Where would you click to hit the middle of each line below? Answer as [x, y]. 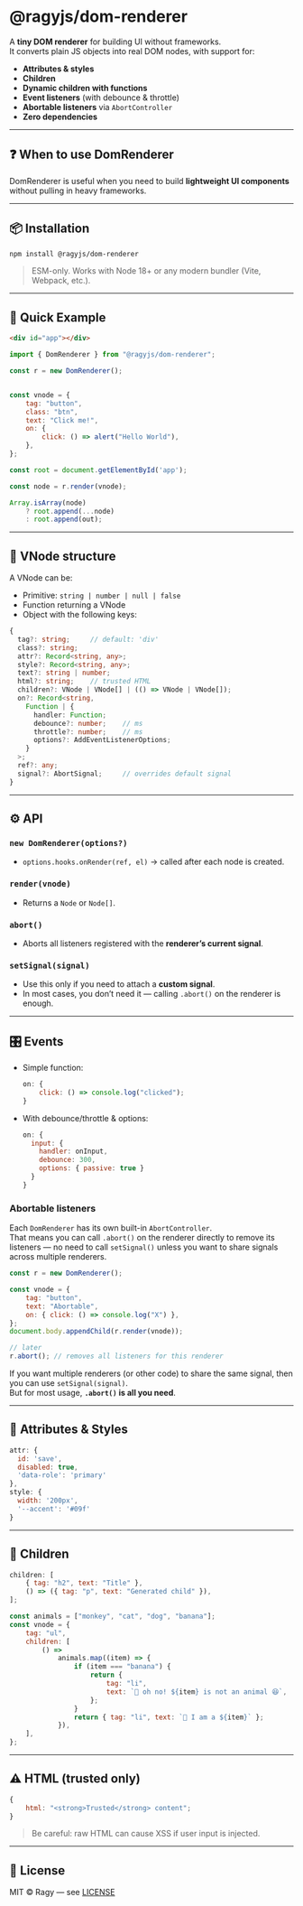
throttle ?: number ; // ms [88, 732]
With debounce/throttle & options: [85, 1118]
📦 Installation [50, 229]
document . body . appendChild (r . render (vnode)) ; [96, 1332]
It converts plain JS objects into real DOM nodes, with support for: [132, 51]
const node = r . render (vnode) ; [68, 486]
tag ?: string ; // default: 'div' [88, 639]
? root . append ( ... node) [70, 511]
